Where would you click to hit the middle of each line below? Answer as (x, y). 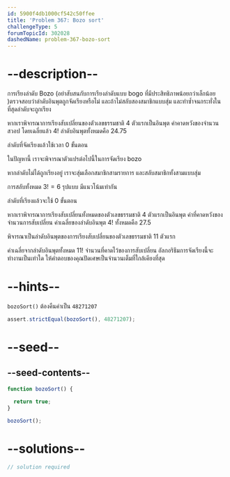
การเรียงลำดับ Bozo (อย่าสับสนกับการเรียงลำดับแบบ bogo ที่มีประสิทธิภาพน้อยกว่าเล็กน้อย (112, 93)
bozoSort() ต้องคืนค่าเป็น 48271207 (52, 306)
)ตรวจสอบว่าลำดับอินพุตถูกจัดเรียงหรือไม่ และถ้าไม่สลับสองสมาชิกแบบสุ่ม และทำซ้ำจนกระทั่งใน (114, 101)
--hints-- (34, 287)
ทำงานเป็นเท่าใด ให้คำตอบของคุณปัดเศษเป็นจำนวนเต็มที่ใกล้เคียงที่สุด (86, 258)
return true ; (32, 402)
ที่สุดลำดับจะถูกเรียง (29, 109)
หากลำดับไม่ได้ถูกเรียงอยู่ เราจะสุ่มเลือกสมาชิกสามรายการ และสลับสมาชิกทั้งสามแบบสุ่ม (104, 173)
